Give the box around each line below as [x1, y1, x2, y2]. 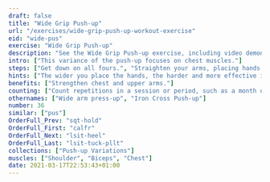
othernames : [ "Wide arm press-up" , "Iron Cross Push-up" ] [8, 94, 207, 102]
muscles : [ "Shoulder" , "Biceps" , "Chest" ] [8, 154, 153, 162]
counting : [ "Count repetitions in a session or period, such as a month [8, 86, 257, 95]
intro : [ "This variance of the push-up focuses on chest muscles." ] [8, 57, 243, 65]
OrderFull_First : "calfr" [8, 124, 95, 132]
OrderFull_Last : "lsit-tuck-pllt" [8, 139, 125, 147]
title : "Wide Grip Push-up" [8, 19, 103, 27]
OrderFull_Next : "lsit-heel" [8, 131, 106, 139]
